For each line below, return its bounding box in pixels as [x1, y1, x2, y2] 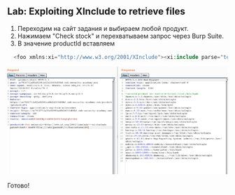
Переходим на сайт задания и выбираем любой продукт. [17, 24, 189, 32]
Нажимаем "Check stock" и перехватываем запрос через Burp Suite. [17, 32, 224, 40]
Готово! [7, 181, 30, 189]
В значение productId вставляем [17, 39, 115, 48]
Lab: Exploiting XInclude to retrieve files [7, 6, 185, 18]
